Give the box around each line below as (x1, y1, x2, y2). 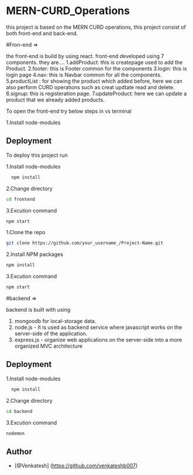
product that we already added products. (6, 96, 105, 103)
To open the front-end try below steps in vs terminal (6, 107, 132, 114)
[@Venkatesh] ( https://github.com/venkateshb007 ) (14, 462, 138, 469)
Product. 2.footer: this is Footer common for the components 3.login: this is (6, 65, 187, 72)
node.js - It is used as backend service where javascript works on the (14, 324, 182, 331)
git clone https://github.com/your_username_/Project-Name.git (6, 240, 164, 246)
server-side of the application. (14, 330, 88, 337)
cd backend (6, 408, 33, 415)
